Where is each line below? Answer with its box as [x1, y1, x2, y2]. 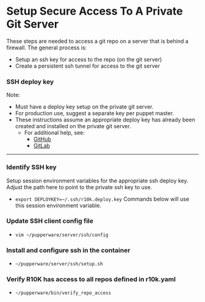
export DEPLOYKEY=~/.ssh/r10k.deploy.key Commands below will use [15, 195, 190, 203]
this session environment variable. [15, 201, 102, 209]
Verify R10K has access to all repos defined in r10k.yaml [6, 275, 176, 284]
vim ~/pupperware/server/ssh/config [15, 232, 109, 238]
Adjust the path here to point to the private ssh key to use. [6, 183, 153, 190]
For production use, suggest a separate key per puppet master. [15, 110, 174, 117]
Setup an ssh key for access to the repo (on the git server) [15, 56, 162, 63]
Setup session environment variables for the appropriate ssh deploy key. [6, 177, 189, 184]
